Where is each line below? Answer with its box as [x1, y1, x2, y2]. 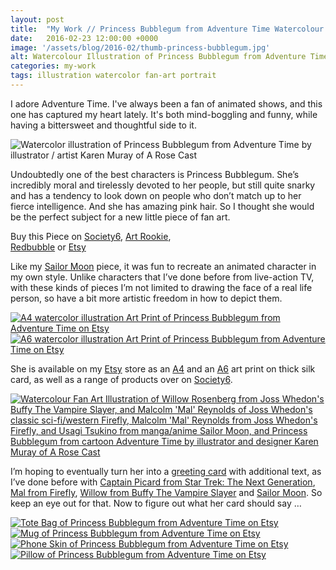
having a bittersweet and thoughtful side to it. [10, 119, 197, 131]
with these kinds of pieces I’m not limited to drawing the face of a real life [10, 281, 313, 293]
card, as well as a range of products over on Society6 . [10, 373, 233, 385]
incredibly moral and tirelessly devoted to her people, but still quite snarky [10, 179, 316, 191]
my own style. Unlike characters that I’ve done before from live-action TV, [10, 271, 315, 283]
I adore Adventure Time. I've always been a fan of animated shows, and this [10, 97, 323, 110]
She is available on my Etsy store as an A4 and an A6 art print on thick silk [10, 362, 316, 375]
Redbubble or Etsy [10, 241, 87, 253]
